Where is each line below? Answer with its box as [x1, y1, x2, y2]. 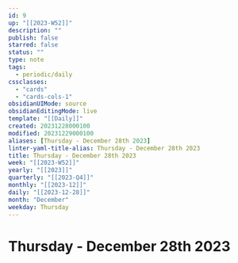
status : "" [8, 48, 44, 56]
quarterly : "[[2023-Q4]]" [8, 173, 94, 182]
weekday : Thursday [8, 203, 69, 211]
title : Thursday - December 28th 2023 [8, 151, 136, 159]
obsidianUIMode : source [8, 100, 87, 108]
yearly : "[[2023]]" [8, 166, 73, 174]
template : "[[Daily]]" [8, 115, 83, 123]
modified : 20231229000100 [8, 129, 94, 137]
